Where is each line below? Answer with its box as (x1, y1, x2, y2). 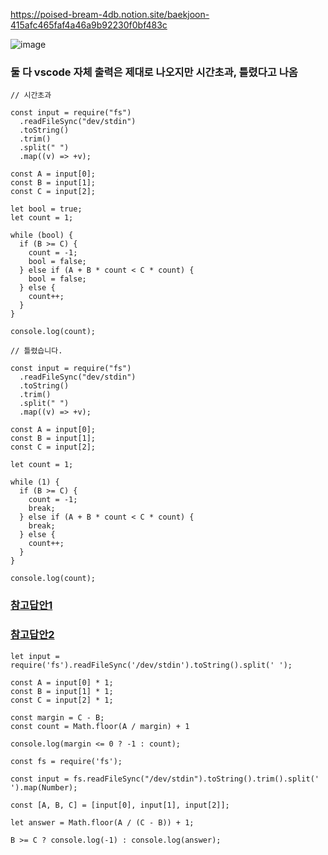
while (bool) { (10, 230, 74, 241)
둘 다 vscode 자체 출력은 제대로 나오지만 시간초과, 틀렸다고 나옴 (10, 65, 298, 79)
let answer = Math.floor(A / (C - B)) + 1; (10, 817, 195, 828)
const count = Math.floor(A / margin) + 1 (10, 721, 190, 731)
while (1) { (10, 477, 60, 488)
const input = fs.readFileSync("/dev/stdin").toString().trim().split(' (10, 774, 320, 784)
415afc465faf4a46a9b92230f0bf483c (10, 19, 168, 31)
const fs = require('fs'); (10, 756, 123, 766)
